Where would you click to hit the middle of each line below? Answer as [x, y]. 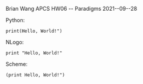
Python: [15, 20]
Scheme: [17, 64]
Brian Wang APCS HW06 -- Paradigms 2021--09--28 [71, 9]
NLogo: [15, 42]
